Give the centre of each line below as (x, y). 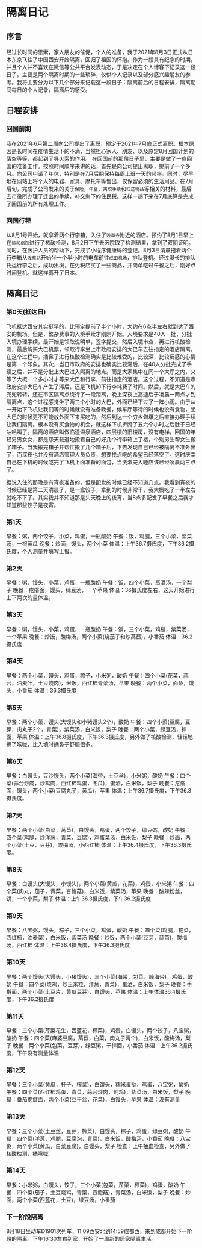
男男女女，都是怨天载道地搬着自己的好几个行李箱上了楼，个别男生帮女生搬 (103, 439)
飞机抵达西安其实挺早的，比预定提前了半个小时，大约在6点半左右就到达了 (97, 326)
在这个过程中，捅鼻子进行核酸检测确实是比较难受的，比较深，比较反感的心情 (101, 357)
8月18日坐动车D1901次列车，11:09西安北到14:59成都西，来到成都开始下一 (97, 1231)
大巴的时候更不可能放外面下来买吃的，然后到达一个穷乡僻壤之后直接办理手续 (101, 417)
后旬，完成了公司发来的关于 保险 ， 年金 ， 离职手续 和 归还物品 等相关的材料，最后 (99, 189)
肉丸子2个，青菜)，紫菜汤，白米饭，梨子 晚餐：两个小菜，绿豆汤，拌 (102, 729)
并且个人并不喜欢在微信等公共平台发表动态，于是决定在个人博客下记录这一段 (101, 67)
